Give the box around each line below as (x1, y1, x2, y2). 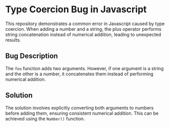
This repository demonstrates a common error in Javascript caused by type (5, 20, 165, 27)
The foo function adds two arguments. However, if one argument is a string (5, 65, 164, 71)
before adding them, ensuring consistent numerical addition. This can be (5, 110, 159, 116)
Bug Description (5, 52, 58, 60)
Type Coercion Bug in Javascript (5, 4, 147, 15)
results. (5, 37, 22, 43)
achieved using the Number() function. (5, 115, 86, 121)
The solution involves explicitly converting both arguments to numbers (5, 104, 154, 111)
